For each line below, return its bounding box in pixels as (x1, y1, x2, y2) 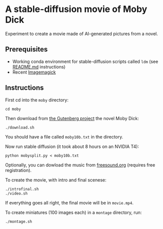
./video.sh (5, 191, 28, 196)
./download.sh (5, 125, 35, 130)
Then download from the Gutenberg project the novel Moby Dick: (5, 115, 139, 121)
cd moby (5, 106, 21, 111)
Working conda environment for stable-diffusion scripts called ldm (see (12, 58, 159, 64)
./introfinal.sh (5, 186, 39, 191)
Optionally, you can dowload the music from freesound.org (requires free (5, 161, 156, 168)
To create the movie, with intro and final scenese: (5, 176, 107, 183)
